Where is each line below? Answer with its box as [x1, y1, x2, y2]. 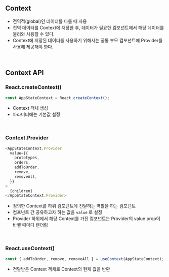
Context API [5, 69, 44, 77]
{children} [10, 188, 33, 194]
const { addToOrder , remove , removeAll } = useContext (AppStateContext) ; [5, 256, 164, 261]
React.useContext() [5, 245, 55, 252]
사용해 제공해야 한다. [12, 43, 54, 50]
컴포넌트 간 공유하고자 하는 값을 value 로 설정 [12, 209, 103, 216]
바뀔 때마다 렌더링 [12, 222, 48, 228]
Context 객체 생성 [12, 105, 48, 111]
